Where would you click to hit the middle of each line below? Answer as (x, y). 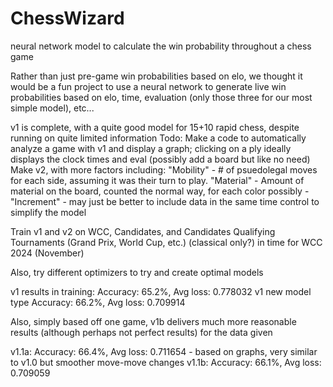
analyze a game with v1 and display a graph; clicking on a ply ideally (151, 148)
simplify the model (48, 212)
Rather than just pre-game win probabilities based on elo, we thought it (156, 76)
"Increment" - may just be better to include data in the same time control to (165, 201)
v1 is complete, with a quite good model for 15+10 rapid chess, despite (155, 127)
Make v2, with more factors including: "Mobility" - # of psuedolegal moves (164, 169)
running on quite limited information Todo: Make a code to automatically (158, 138)
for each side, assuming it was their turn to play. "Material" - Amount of (157, 180)
